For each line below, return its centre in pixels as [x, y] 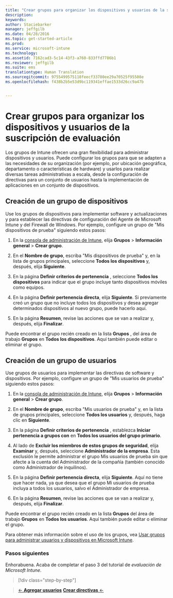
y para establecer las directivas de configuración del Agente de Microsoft [83, 219]
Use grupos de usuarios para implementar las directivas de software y [80, 373]
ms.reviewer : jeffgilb [30, 63]
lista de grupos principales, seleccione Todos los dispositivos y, [81, 261]
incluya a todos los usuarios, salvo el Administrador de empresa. [81, 488]
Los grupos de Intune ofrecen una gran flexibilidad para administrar [77, 152]
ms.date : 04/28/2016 [28, 34]
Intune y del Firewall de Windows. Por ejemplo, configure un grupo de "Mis [85, 225]
